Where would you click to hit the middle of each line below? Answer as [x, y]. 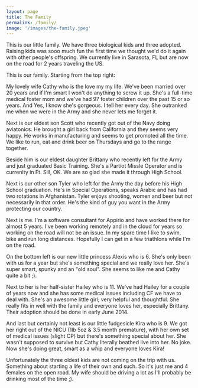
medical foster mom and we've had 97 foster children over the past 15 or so [98, 99]
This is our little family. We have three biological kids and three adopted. [94, 45]
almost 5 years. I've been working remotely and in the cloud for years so [94, 226]
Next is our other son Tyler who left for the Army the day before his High [94, 184]
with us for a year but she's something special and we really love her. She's [98, 263]
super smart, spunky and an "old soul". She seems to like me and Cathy [93, 269]
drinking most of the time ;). [40, 379]
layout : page [22, 12]
